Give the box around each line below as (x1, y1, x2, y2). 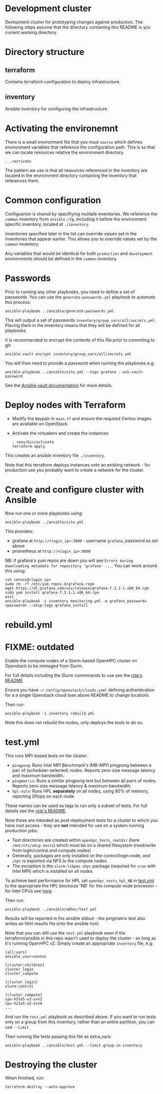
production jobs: (5, 827, 38, 833)
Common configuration (5, 194, 101, 206)
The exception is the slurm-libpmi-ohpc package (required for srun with (12, 863, 156, 869)
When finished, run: (5, 1075, 45, 1081)
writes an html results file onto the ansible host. (5, 921, 100, 926)
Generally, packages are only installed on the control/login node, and (12, 852, 150, 858)
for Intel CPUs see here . (5, 888, 53, 894)
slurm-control (5, 984, 34, 989)
